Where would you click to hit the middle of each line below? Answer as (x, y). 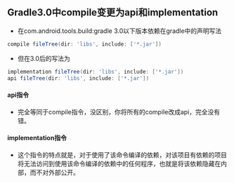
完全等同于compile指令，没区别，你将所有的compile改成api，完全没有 (118, 111)
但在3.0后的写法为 (44, 58)
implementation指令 (37, 138)
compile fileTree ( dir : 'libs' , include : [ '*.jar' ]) (84, 44)
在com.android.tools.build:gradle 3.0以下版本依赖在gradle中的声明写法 (119, 31)
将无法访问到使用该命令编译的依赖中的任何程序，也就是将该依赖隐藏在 (119, 163)
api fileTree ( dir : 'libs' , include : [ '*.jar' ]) (78, 78)
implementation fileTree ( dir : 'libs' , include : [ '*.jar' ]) (96, 72)
